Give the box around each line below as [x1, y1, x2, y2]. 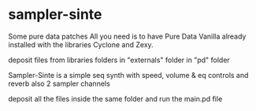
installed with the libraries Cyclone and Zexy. [8, 39, 154, 49]
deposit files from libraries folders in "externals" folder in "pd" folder [8, 55, 230, 65]
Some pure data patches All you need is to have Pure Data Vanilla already [8, 31, 247, 41]
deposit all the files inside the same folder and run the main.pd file [8, 94, 223, 103]
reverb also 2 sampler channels [8, 79, 110, 88]
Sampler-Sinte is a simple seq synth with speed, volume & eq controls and [8, 70, 249, 80]
